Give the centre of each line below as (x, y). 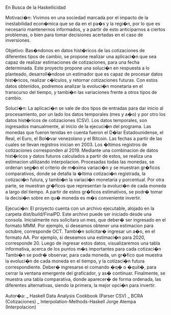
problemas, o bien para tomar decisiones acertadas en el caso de (74, 35)
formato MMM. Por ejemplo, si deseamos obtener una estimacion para (80, 226)
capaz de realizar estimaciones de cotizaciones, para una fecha (72, 62)
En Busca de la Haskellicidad (35, 7)
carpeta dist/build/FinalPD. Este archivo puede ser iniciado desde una (79, 214)
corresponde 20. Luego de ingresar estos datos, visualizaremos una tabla (83, 243)
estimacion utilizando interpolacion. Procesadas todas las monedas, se (80, 162)
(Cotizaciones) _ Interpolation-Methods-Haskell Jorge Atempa (71, 301)
